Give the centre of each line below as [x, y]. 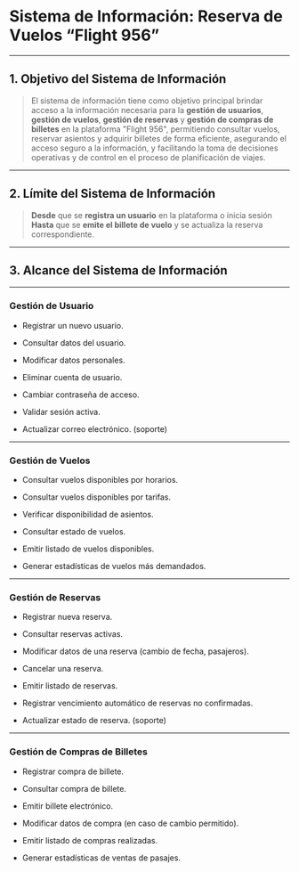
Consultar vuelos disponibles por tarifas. [97, 497]
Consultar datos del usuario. [74, 342]
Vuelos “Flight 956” [85, 35]
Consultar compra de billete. [74, 788]
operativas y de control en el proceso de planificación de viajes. [148, 157]
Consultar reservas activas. [72, 634]
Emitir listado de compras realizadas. [90, 840]
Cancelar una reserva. [63, 669]
